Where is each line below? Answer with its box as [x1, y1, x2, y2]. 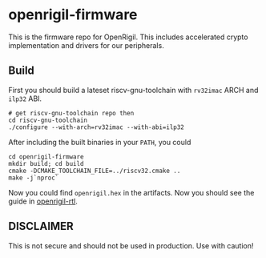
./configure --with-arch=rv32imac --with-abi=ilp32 [8, 123, 184, 131]
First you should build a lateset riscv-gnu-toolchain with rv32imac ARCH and [8, 85, 259, 95]
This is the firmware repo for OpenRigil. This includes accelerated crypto [8, 32, 248, 42]
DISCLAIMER [8, 220, 74, 233]
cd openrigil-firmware [8, 152, 84, 161]
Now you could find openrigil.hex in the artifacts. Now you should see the [8, 187, 255, 197]
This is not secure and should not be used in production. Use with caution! [8, 240, 254, 250]
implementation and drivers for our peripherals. [8, 40, 164, 50]
